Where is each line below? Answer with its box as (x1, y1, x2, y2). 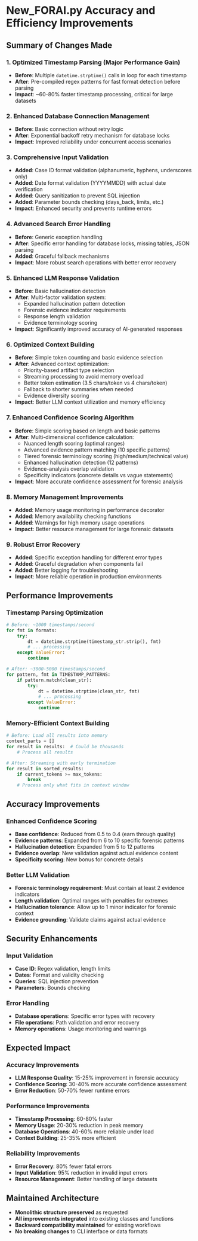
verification (14, 186, 43, 193)
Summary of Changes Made (6, 40, 112, 50)
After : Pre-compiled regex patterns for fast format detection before (14, 78, 181, 85)
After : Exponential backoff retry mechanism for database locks (14, 132, 170, 139)
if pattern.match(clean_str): (17, 677, 92, 683)
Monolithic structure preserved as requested (14, 1209, 128, 1216)
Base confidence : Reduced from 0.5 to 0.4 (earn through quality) (14, 830, 176, 837)
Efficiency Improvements (6, 16, 134, 30)
